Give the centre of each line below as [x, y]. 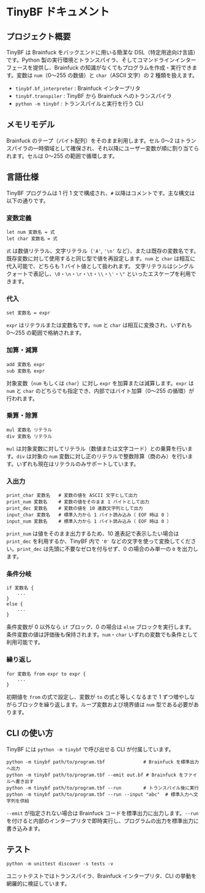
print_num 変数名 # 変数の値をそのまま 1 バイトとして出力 [78, 502]
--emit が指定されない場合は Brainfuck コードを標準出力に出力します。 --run [102, 813]
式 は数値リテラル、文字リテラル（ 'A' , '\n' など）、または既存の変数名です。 [103, 250]
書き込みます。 [25, 828]
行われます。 [22, 398]
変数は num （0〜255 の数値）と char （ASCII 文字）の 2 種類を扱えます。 [107, 75]
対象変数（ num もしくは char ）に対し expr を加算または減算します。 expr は [100, 383]
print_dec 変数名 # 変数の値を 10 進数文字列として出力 [75, 509]
